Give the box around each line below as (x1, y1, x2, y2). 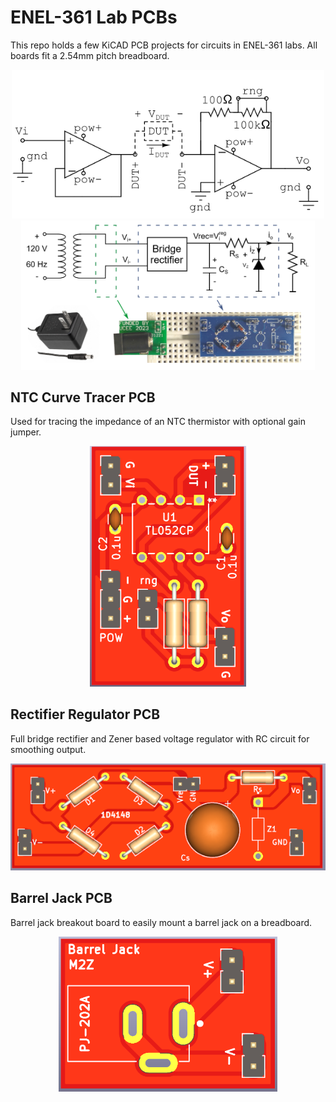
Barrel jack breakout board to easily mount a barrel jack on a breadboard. (10, 916, 313, 928)
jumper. (10, 426, 42, 438)
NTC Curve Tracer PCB (10, 389, 156, 406)
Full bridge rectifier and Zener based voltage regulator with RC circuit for (10, 732, 310, 745)
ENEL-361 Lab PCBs (10, 6, 178, 29)
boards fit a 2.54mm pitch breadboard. (10, 49, 170, 61)
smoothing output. (10, 743, 87, 755)
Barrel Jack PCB (10, 890, 113, 907)
